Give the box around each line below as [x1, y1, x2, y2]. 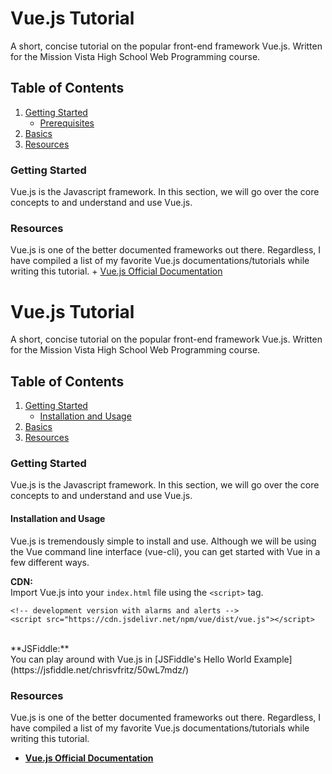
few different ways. [10, 556, 90, 568]
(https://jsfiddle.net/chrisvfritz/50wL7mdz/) [10, 663, 190, 676]
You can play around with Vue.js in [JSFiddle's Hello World [10, 653, 252, 665]
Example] [253, 653, 293, 665]
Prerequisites [39, 117, 95, 129]
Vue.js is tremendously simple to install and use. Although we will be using [10, 535, 317, 547]
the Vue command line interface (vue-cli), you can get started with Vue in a [10, 545, 321, 557]
